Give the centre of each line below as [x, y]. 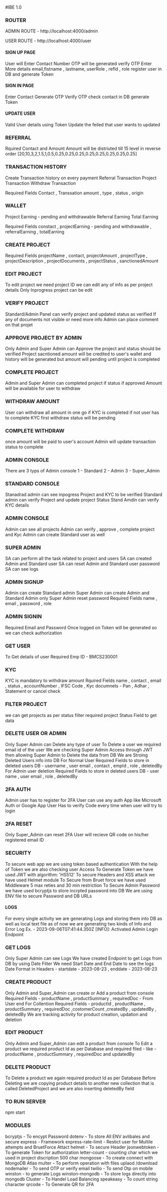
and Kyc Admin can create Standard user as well [55, 534]
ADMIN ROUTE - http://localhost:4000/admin [52, 31]
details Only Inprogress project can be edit [49, 290]
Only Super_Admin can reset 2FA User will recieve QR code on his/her [77, 835]
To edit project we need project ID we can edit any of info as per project [79, 285]
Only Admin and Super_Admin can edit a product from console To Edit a [79, 1043]
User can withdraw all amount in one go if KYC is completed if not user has [82, 412]
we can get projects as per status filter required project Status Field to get [81, 715]
